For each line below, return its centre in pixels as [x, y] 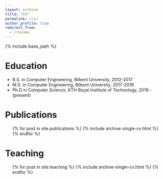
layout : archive [22, 10]
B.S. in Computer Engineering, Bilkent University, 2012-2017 [72, 79]
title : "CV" [17, 14]
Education [26, 66]
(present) [22, 95]
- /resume [19, 32]
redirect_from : [21, 28]
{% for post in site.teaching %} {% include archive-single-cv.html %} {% [85, 167]
